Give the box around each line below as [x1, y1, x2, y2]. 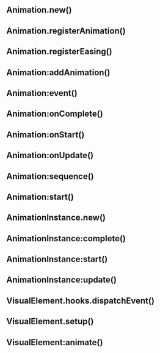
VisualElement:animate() [6, 337, 103, 348]
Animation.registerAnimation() [6, 26, 126, 36]
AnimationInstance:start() [6, 254, 108, 264]
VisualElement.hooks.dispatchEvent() [6, 296, 155, 306]
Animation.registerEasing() [6, 46, 112, 57]
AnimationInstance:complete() [6, 233, 126, 244]
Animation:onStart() [6, 129, 85, 140]
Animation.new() [6, 5, 72, 15]
